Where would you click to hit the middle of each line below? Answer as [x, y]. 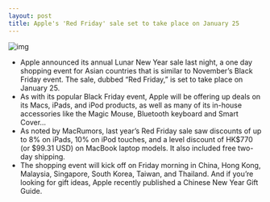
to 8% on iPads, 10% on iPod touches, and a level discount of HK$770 [137, 139]
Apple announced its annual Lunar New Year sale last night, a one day [136, 62]
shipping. [50, 156]
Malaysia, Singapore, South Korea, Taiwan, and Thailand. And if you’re [137, 174]
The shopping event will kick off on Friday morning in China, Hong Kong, [140, 165]
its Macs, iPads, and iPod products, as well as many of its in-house [131, 105]
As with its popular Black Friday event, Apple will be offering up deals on [140, 96]
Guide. [31, 191]
